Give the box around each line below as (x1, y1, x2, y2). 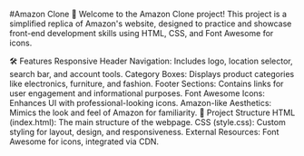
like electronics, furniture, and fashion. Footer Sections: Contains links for (9, 78, 284, 89)
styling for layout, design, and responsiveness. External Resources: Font (9, 127, 279, 137)
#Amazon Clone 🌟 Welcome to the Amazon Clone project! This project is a (9, 9, 288, 19)
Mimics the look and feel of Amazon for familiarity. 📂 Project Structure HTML (9, 107, 296, 118)
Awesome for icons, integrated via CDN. (9, 136, 160, 147)
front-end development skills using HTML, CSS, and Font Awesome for (9, 28, 274, 38)
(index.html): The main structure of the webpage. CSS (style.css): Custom (9, 117, 286, 127)
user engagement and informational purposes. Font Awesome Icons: (9, 88, 265, 99)
